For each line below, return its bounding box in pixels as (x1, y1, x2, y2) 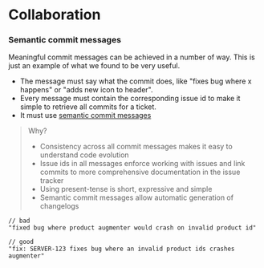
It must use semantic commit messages (19, 111, 152, 120)
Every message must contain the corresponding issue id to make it (19, 94, 241, 104)
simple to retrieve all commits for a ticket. (19, 102, 156, 112)
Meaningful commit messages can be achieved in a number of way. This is (8, 52, 255, 62)
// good (8, 238, 35, 246)
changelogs (39, 201, 79, 211)
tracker (39, 176, 64, 185)
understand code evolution (39, 150, 130, 160)
